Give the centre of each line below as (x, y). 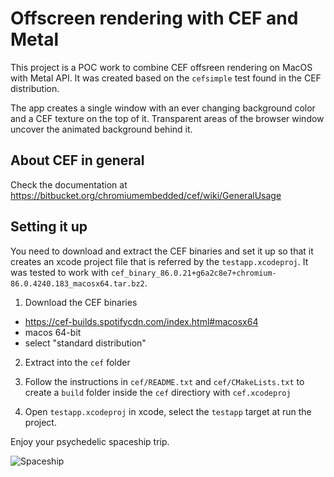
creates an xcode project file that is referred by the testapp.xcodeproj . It (159, 261)
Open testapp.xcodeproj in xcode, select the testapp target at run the (168, 411)
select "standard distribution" (85, 343)
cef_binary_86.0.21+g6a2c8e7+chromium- (193, 273)
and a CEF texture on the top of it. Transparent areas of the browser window (167, 118)
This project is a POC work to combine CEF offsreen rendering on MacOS (161, 67)
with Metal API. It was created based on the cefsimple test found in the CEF (166, 78)
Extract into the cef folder (77, 362)
